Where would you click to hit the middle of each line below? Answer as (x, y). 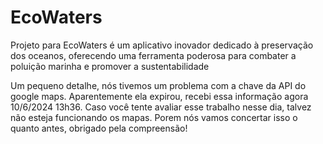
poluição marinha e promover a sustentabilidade (110, 66)
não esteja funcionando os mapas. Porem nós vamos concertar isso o (154, 117)
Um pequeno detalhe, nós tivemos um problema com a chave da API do (158, 85)
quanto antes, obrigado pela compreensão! (99, 128)
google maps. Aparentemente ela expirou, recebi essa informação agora (159, 96)
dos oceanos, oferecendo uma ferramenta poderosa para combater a (153, 55)
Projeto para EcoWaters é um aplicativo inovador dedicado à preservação (162, 45)
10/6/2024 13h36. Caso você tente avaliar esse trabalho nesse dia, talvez (161, 107)
